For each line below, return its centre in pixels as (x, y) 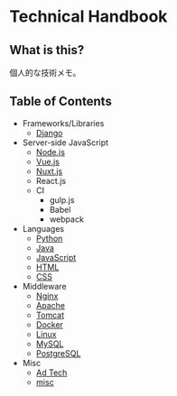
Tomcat (50, 315)
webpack (66, 219)
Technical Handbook (88, 17)
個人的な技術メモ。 (45, 73)
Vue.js (48, 161)
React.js (51, 180)
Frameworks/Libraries (63, 123)
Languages (43, 228)
